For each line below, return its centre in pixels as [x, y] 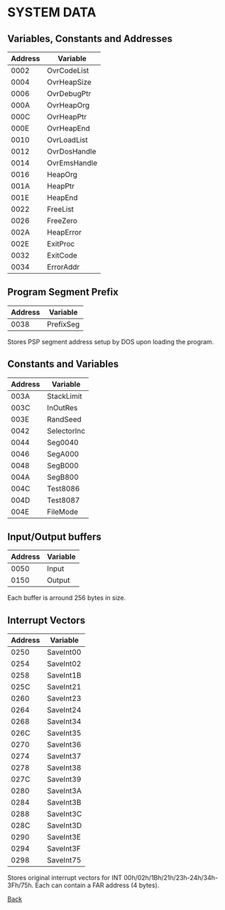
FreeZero [62, 221]
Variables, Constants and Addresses [90, 39]
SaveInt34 [64, 722]
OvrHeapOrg [68, 105]
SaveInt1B [64, 675]
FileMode [63, 511]
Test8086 [64, 488]
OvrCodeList [68, 70]
